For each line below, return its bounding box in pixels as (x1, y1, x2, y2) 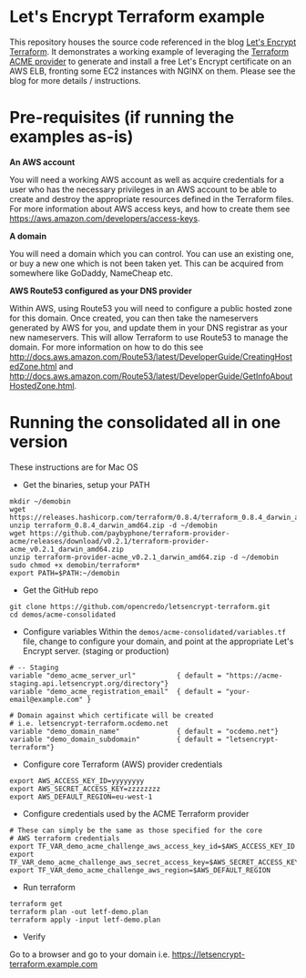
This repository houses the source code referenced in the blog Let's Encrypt (9, 36, 297, 47)
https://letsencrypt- (171, 949, 246, 960)
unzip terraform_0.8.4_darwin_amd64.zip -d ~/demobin (9, 521, 219, 530)
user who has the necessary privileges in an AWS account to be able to (9, 184, 278, 195)
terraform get (9, 899, 64, 908)
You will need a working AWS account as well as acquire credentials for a (9, 174, 285, 185)
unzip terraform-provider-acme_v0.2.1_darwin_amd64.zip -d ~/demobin (9, 553, 280, 562)
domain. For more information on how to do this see (9, 341, 204, 352)
